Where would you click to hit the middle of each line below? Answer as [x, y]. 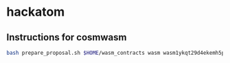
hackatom [36, 12]
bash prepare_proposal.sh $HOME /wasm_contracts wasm [83, 53]
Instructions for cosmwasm [67, 37]
